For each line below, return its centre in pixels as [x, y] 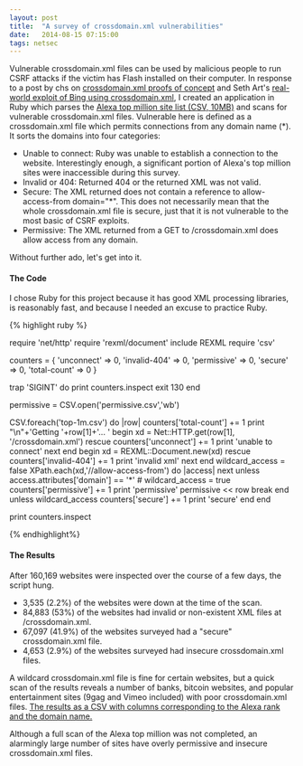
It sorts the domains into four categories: [85, 136]
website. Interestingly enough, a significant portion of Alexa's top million [156, 163]
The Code [28, 278]
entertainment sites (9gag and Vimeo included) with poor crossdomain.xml [148, 696]
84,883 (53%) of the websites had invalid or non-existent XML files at [152, 612]
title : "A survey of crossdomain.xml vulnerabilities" [116, 26]
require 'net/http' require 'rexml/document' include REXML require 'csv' [142, 343]
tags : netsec [34, 43]
